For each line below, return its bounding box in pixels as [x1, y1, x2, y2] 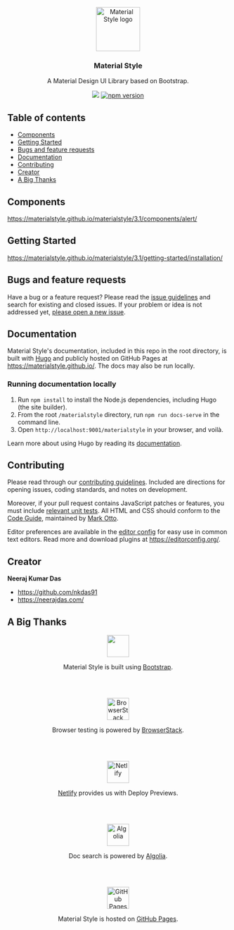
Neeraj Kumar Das [7, 574, 62, 583]
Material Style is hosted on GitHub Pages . [58, 914, 178, 923]
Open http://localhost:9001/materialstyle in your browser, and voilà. [17, 425, 223, 433]
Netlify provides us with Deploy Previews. [58, 789, 178, 798]
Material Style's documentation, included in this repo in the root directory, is [7, 347, 227, 355]
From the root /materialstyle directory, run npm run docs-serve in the [17, 410, 220, 418]
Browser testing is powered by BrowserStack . [52, 726, 184, 734]
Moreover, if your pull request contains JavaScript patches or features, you [7, 499, 225, 507]
